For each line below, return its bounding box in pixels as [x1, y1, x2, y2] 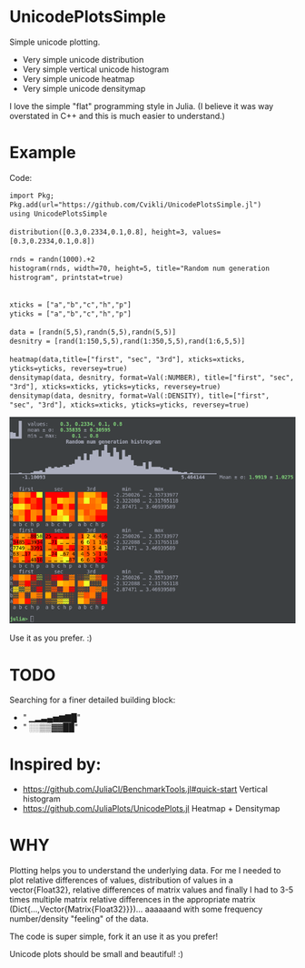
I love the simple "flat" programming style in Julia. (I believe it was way [9, 100, 274, 111]
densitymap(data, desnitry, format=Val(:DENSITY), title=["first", [9, 391, 271, 400]
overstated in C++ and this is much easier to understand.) [9, 110, 225, 121]
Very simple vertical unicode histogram [22, 64, 170, 75]
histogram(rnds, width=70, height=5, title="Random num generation [9, 264, 271, 273]
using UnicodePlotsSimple [9, 209, 107, 218]
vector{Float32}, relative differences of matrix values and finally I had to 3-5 [9, 884, 294, 895]
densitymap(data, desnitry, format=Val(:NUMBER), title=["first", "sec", [9, 373, 295, 382]
